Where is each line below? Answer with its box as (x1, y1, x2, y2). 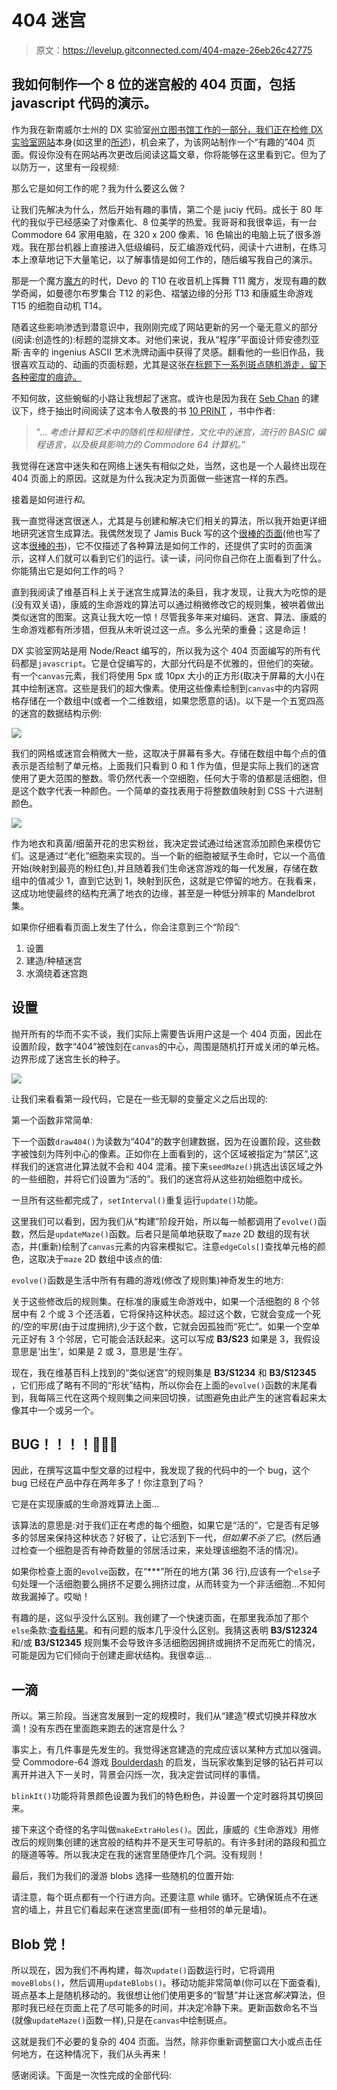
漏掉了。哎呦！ (28, 1591, 91, 1603)
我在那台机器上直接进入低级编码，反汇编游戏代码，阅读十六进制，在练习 (28, 241, 327, 253)
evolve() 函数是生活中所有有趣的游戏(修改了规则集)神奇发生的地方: (11, 1274, 284, 1286)
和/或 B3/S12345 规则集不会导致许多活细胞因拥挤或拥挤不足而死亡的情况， (11, 1637, 321, 1649)
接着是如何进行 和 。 (11, 493, 91, 505)
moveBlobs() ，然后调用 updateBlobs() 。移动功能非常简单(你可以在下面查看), (11, 1977, 321, 1988)
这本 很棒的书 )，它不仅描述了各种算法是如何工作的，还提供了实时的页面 (11, 539, 304, 551)
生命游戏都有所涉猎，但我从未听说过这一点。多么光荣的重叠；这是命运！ (11, 623, 309, 635)
